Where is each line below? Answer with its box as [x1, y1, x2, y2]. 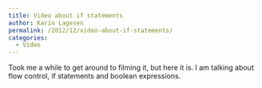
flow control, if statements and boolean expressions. [8, 71, 181, 81]
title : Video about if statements [8, 11, 124, 20]
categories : [8, 33, 48, 42]
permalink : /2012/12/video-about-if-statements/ [8, 26, 173, 34]
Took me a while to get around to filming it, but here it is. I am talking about [8, 63, 254, 72]
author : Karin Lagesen [8, 19, 84, 27]
